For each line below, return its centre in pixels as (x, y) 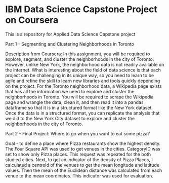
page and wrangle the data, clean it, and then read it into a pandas (74, 102)
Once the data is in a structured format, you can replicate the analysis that (82, 113)
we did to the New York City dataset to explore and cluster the (70, 118)
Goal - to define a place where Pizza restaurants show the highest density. (83, 143)
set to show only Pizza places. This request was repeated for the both (78, 154)
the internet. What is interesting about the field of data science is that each (83, 70)
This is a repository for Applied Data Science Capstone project (70, 34)
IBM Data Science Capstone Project (81, 9)
